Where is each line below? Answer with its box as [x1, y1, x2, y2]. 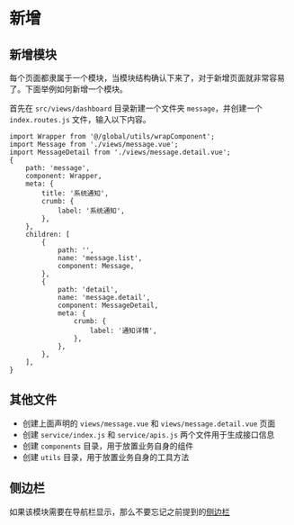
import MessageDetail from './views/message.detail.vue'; [9, 148, 231, 157]
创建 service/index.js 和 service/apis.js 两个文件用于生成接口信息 [22, 429, 275, 439]
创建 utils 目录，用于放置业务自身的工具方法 [22, 451, 190, 462]
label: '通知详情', [89, 326, 157, 335]
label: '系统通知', [57, 206, 126, 215]
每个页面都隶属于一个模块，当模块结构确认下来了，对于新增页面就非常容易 [9, 73, 285, 83]
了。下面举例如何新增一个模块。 [9, 84, 128, 95]
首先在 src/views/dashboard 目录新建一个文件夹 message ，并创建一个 [9, 103, 263, 113]
